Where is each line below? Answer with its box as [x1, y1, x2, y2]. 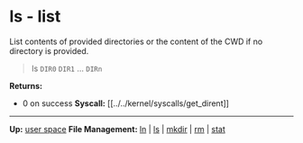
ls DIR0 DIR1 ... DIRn [31, 63, 103, 74]
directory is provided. [9, 45, 89, 56]
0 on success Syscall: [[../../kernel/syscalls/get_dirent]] [22, 97, 230, 109]
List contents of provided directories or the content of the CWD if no [9, 36, 263, 47]
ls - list [9, 6, 61, 27]
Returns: [9, 80, 43, 91]
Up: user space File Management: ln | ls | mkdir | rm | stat [9, 123, 225, 134]
